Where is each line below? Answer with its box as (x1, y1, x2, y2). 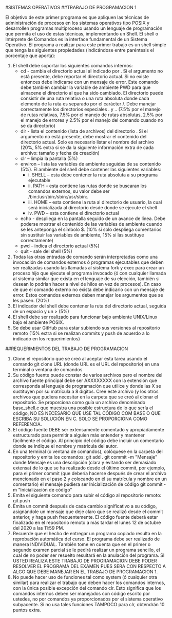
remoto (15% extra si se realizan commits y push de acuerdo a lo (12, 330, 150, 336)
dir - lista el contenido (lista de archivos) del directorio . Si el (20, 128, 148, 134)
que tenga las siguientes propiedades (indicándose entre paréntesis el (5, 47, 154, 53)
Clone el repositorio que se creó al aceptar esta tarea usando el (12, 356, 147, 361)
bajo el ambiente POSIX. (12, 319, 64, 325)
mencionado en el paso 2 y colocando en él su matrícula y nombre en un (12, 476, 167, 482)
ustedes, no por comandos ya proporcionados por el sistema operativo (12, 596, 163, 602)
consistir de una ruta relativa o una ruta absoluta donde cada (20, 95, 149, 101)
